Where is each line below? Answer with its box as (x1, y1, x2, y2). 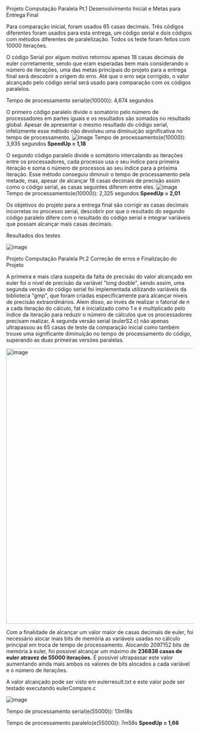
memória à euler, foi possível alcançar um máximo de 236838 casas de (6, 648, 183, 654)
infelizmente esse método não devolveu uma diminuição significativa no (6, 128, 183, 134)
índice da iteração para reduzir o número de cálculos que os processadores (6, 311, 192, 318)
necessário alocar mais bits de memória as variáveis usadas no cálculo (6, 635, 180, 642)
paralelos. (6, 85, 31, 92)
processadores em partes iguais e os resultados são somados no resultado (6, 115, 190, 122)
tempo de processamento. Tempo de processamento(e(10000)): (6, 134, 186, 141)
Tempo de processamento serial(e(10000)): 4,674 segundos (6, 97, 154, 104)
